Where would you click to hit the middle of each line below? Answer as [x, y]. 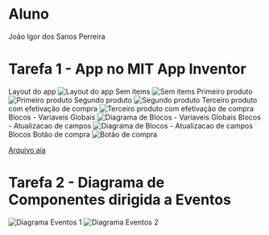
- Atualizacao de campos [50, 125]
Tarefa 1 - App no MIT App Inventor [128, 69]
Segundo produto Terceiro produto [166, 100]
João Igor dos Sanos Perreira [57, 36]
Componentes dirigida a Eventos [120, 200]
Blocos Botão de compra [50, 134]
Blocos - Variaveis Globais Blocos [135, 117]
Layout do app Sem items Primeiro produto [130, 91]
